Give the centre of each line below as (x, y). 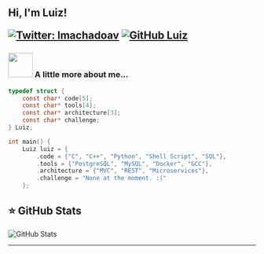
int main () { (29, 142)
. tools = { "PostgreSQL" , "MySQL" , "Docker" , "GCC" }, (125, 164)
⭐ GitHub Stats (45, 211)
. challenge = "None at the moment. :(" (102, 179)
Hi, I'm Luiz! (38, 13)
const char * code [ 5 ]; (57, 98)
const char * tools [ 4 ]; (59, 105)
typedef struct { (37, 91)
